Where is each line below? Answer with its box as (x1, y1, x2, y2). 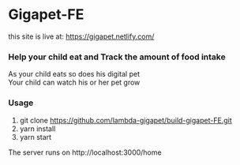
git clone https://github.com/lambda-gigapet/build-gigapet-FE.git (19, 115, 232, 125)
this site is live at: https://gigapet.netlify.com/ (8, 32, 155, 41)
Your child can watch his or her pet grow (8, 77, 141, 88)
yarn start (19, 132, 52, 141)
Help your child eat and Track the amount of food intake (8, 51, 227, 62)
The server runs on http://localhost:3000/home (8, 148, 162, 157)
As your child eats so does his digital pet (8, 69, 141, 79)
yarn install (19, 124, 56, 133)
